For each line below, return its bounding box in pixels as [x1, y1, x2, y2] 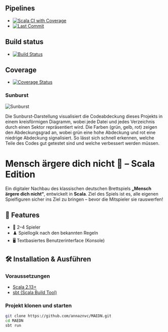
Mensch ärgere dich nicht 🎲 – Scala [5, 158, 155, 169]
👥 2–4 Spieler [12, 224, 41, 230]
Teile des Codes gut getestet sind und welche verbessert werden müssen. [5, 140, 160, 146]
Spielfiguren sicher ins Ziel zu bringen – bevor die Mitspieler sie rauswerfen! [5, 196, 163, 202]
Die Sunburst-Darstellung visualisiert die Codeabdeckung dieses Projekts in [5, 113, 163, 119]
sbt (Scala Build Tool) [12, 289, 57, 296]
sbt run [5, 323, 22, 328]
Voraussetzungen [5, 272, 50, 279]
